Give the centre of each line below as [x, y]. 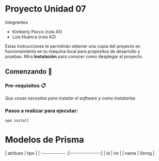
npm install [17, 120]
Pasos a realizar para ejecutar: [42, 111]
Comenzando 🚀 [29, 72]
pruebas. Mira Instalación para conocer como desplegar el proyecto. [74, 56]
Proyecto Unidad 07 [46, 9]
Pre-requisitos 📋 [25, 86]
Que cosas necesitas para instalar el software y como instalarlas [70, 98]
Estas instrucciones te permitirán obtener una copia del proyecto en [73, 46]
